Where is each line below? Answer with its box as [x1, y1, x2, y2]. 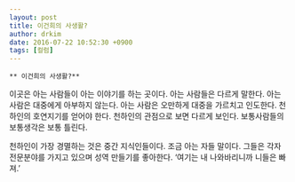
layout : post [9, 12, 58, 22]
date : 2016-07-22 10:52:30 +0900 [9, 37, 133, 47]
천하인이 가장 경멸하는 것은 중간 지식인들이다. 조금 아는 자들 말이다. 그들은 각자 [9, 141, 282, 152]
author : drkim [9, 29, 62, 38]
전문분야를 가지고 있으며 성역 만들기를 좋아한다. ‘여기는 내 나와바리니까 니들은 [9, 152, 277, 162]
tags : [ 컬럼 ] [9, 46, 54, 55]
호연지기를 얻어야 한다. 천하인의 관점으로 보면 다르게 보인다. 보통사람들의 [32, 111, 284, 122]
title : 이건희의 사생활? [9, 21, 89, 30]
